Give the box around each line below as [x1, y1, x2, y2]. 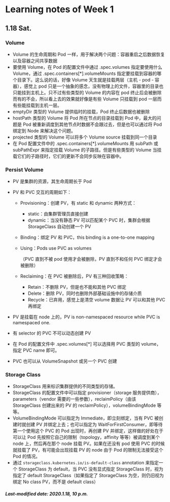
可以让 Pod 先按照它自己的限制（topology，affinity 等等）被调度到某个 [12, 434, 160, 440]
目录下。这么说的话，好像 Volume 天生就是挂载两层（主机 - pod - [17, 76, 154, 82]
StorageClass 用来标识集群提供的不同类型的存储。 [12, 383, 118, 389]
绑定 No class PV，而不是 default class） [12, 479, 99, 485]
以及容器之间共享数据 [12, 58, 57, 64]
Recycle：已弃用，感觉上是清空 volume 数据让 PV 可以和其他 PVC [27, 297, 165, 303]
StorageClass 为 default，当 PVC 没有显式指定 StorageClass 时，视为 [18, 466, 163, 472]
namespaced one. [12, 320, 51, 326]
